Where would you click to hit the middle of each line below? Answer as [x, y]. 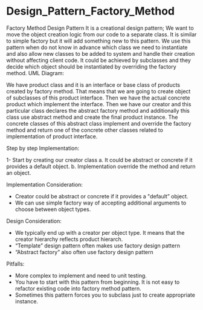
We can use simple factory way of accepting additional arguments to [101, 203]
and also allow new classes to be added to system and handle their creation [101, 53]
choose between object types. [53, 209]
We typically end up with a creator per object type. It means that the [100, 232]
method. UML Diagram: [35, 73]
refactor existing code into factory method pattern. [78, 288]
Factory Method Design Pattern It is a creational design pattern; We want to [100, 28]
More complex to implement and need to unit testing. [81, 275]
